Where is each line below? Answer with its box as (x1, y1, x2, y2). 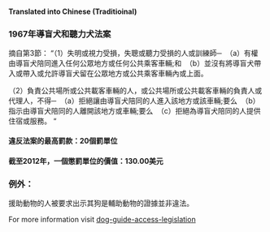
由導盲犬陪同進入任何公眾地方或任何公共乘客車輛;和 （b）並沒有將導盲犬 (8, 58, 255, 68)
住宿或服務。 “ (8, 116, 57, 126)
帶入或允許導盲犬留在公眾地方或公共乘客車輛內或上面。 (22, 68, 208, 78)
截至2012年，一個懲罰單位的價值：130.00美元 (8, 157, 164, 166)
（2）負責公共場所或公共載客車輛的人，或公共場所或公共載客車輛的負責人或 (8, 85, 263, 95)
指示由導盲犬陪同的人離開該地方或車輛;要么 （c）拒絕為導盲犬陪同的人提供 (8, 105, 262, 115)
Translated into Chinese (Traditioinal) (8, 6, 137, 16)
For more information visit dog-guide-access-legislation (8, 215, 197, 225)
